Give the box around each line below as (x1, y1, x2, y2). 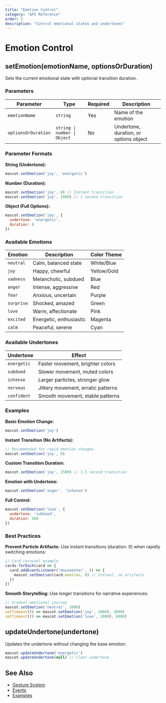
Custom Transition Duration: (5, 460, 65, 466)
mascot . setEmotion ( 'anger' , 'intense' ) (5, 488, 87, 493)
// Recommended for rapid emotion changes (5, 447, 94, 452)
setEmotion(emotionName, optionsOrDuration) (5, 62, 153, 70)
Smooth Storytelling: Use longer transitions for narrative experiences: (5, 590, 149, 596)
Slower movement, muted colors (38, 368, 114, 375)
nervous (7, 385, 26, 391)
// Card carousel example (5, 559, 58, 564)
